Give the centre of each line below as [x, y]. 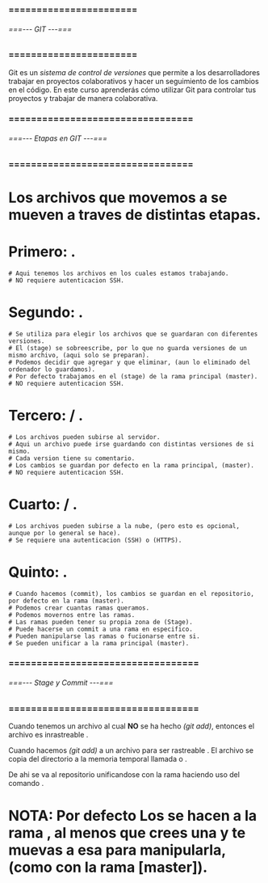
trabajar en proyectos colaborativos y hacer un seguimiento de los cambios [134, 81]
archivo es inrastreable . [48, 735]
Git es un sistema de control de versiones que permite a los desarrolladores [134, 72]
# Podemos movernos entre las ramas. [72, 615]
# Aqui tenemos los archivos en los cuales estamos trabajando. [119, 273]
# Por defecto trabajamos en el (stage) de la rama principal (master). [133, 376]
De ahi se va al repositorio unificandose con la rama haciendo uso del [124, 775]
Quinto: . [38, 572]
